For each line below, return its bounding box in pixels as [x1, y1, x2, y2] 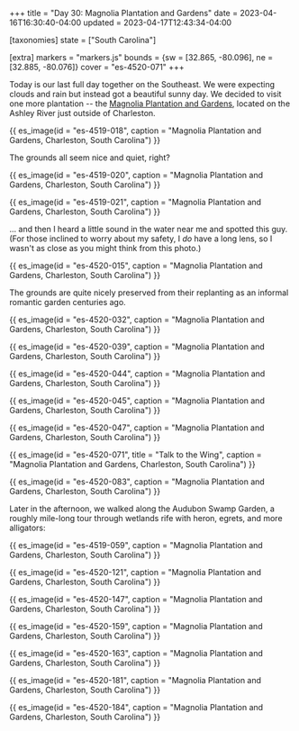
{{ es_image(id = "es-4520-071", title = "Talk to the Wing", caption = [9, 449, 262, 460]
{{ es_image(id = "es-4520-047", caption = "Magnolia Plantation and [9, 422, 265, 433]
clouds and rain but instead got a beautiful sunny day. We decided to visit [9, 89, 282, 99]
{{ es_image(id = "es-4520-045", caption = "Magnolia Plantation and [9, 395, 266, 406]
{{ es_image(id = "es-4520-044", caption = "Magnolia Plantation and [9, 368, 266, 379]
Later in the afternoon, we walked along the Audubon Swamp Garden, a [9, 503, 275, 514]
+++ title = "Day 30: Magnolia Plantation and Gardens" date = [9, 8, 239, 18]
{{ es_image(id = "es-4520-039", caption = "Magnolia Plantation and [9, 341, 266, 352]
